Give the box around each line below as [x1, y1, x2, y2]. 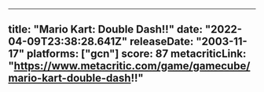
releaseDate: [129, 35, 194, 48]
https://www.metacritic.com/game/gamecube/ [13, 59, 251, 73]
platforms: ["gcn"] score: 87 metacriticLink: [26, 48, 247, 61]
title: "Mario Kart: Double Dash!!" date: [8, 23, 203, 36]
